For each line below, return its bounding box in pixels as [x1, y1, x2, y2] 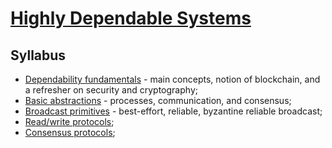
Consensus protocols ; [24, 127, 116, 138]
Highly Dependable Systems [10, 7, 252, 30]
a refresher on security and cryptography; [24, 84, 198, 96]
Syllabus [10, 47, 67, 64]
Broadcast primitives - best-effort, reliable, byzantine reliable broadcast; [24, 105, 323, 117]
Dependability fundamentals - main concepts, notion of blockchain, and [24, 73, 321, 85]
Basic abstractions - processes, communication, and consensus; [24, 95, 292, 106]
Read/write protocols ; [24, 116, 115, 127]
